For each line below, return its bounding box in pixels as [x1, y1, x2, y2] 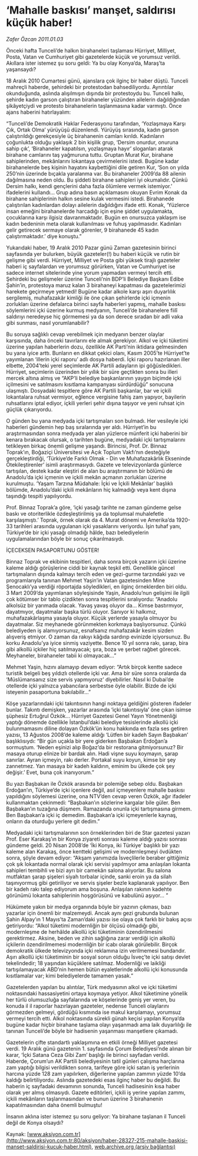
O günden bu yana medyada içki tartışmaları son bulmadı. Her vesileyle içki [6, 417, 189, 424]
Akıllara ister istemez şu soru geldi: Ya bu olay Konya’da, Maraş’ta [6, 60, 165, 67]
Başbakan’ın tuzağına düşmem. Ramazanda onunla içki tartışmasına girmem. [6, 805, 192, 812]
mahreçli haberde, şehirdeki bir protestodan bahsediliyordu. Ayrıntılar [6, 83, 174, 90]
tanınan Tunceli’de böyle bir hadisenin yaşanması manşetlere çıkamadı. [6, 1027, 179, 1035]
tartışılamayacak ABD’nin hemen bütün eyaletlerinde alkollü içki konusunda [6, 966, 188, 973]
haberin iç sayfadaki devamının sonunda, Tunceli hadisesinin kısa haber [6, 1082, 180, 1089]
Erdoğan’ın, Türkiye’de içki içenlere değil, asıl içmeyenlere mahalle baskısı [6, 786, 185, 793]
